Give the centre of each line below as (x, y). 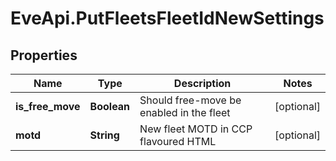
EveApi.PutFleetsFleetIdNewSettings (167, 18)
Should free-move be (190, 100)
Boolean (110, 106)
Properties (44, 55)
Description (202, 83)
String (104, 135)
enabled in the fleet (185, 112)
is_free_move (48, 106)
